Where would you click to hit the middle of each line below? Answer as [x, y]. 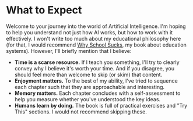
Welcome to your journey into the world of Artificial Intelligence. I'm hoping [96, 26]
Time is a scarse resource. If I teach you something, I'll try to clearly [97, 62]
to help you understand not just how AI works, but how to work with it [90, 32]
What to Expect [44, 10]
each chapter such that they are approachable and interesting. [90, 87]
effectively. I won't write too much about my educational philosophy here [94, 38]
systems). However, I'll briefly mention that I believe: [69, 51]
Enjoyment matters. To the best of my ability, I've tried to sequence [96, 81]
